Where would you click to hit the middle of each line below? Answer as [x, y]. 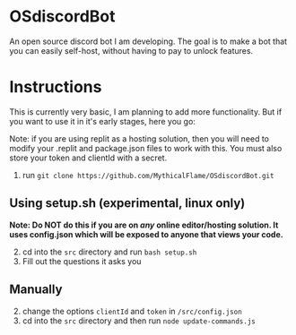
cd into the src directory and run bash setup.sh [109, 252]
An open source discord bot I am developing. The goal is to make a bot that [148, 41]
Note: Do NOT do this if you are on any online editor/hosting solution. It [144, 225]
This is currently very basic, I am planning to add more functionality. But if [146, 112]
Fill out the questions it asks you [82, 261]
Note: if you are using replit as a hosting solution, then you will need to [139, 138]
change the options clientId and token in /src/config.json [132, 311]
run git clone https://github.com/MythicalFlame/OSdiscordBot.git [148, 175]
